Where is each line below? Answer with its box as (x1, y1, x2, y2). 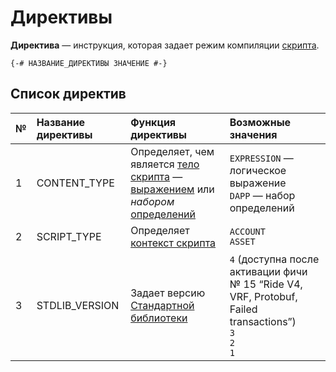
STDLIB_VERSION (36, 298, 120, 312)
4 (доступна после (229, 252, 320, 266)
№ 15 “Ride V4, (229, 277, 303, 291)
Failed (229, 302, 258, 316)
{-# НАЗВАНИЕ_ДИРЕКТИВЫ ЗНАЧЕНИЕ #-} (10, 58, 168, 68)
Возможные (229, 115, 292, 129)
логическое (229, 163, 287, 177)
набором (130, 194, 175, 208)
